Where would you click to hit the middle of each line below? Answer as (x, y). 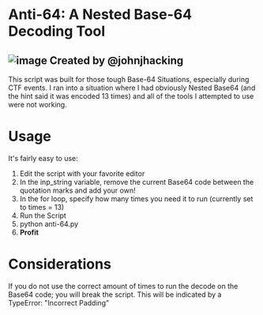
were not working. (38, 105)
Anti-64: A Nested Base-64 (100, 15)
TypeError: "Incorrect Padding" (59, 302)
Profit (29, 232)
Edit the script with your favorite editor (82, 173)
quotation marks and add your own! (77, 190)
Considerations (60, 264)
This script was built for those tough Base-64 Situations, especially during (129, 79)
